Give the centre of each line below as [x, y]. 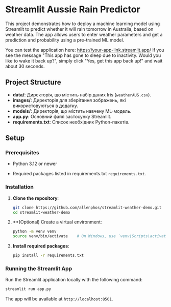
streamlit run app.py [28, 289]
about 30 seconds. [25, 66]
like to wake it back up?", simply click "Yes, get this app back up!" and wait [84, 60]
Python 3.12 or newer [35, 164]
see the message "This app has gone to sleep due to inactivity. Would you [83, 55]
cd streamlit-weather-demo [41, 212]
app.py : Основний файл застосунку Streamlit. [62, 116]
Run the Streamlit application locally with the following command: [74, 280]
